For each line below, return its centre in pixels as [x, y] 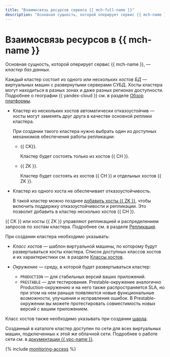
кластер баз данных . [28, 70]
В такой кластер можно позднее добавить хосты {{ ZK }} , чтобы [82, 201]
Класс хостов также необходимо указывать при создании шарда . [77, 319]
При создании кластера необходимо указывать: [57, 237]
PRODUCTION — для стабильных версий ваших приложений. [83, 277]
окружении [32, 303]
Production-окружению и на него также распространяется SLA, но [92, 287]
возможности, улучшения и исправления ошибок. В [76, 298]
